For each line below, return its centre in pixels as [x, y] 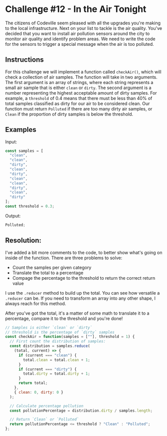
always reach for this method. [36, 303]
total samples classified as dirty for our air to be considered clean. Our [78, 104]
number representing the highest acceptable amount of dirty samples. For [81, 93]
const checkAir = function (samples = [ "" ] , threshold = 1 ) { [70, 337]
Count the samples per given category [52, 267]
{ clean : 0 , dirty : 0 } [39, 392]
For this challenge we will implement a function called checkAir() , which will [83, 72]
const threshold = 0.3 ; [30, 207]
